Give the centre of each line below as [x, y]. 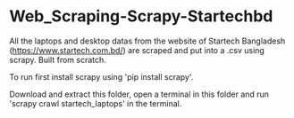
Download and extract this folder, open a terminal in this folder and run [139, 94]
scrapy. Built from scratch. [58, 59]
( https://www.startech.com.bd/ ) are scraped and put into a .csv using [137, 50]
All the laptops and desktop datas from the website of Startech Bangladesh [147, 41]
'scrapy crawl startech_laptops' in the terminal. [96, 103]
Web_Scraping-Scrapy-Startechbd [141, 16]
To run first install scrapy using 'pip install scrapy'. [101, 76]
